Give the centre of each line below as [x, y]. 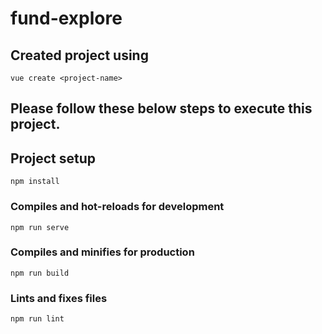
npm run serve [40, 227]
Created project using [79, 55]
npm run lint [37, 319]
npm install [35, 182]
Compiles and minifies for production [102, 252]
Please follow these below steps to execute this [161, 108]
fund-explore [66, 18]
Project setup [53, 158]
